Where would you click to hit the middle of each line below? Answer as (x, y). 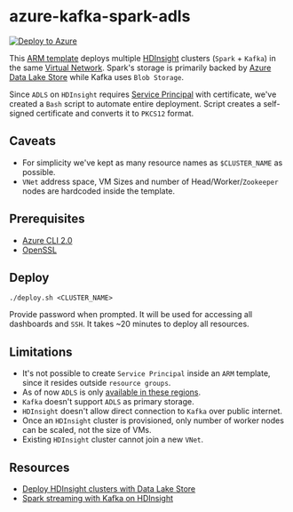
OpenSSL (40, 250)
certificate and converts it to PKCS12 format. (115, 113)
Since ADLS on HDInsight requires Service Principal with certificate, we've (143, 94)
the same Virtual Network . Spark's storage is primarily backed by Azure (140, 68)
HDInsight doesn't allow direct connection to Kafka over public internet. (152, 412)
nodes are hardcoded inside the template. (99, 191)
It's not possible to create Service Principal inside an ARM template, (146, 373)
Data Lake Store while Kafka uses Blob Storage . (97, 76)
